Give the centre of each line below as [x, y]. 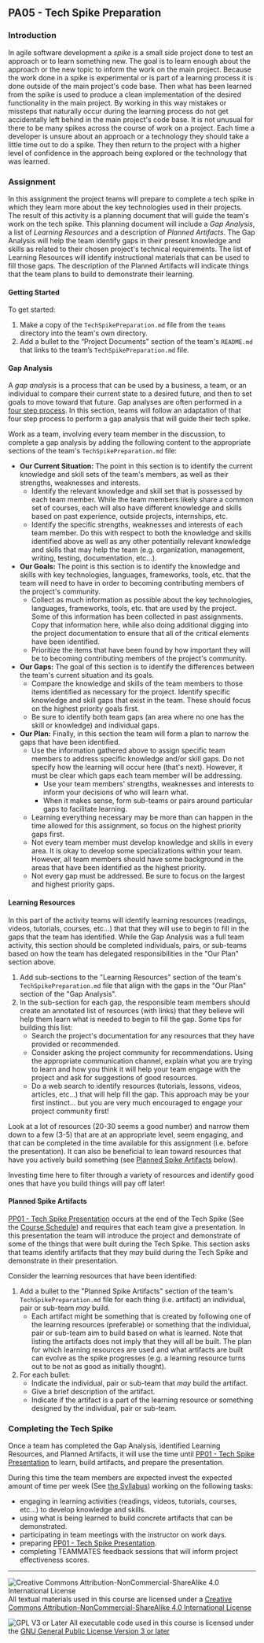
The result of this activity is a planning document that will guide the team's [128, 215]
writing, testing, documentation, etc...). [94, 558]
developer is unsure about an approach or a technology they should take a [129, 136]
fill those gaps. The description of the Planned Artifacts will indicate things [128, 265]
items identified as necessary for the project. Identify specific [130, 692]
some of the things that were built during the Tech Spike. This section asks [129, 1244]
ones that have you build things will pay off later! [86, 1183]
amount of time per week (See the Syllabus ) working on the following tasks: [130, 1486]
